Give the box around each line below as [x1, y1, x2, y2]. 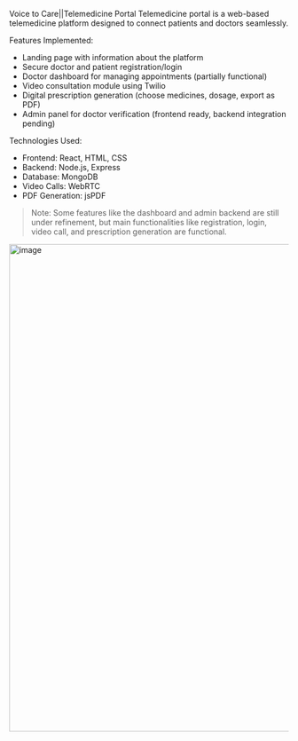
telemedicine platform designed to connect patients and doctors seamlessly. [9, 18, 289, 28]
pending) [21, 118, 56, 129]
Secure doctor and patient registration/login [21, 62, 183, 72]
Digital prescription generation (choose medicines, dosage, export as [21, 90, 275, 100]
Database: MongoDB [21, 171, 98, 182]
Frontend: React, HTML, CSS [21, 153, 128, 163]
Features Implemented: [9, 35, 94, 45]
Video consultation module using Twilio [21, 81, 166, 91]
